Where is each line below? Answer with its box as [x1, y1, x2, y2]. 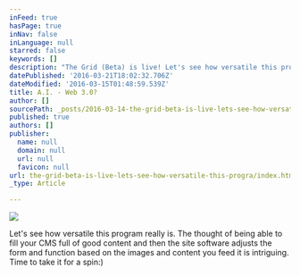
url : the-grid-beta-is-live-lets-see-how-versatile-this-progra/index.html [9, 171, 297, 180]
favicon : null [17, 163, 70, 171]
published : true [9, 113, 70, 121]
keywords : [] [9, 54, 58, 63]
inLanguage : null [9, 38, 74, 47]
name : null [17, 138, 58, 146]
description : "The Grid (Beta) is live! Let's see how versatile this [9, 63, 278, 72]
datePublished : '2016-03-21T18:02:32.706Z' [9, 71, 174, 80]
